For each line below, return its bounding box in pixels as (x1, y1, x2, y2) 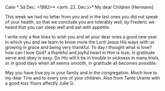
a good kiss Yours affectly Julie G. (5, 80, 75, 86)
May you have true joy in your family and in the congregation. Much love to (5, 70, 158, 76)
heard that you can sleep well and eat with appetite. (5, 24, 111, 30)
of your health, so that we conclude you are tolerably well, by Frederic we (5, 19, 155, 25)
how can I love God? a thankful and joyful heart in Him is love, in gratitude (5, 49, 155, 55)
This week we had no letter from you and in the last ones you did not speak (5, 14, 158, 19)
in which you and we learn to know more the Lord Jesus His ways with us (5, 39, 155, 45)
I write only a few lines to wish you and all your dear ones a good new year (5, 34, 157, 40)
